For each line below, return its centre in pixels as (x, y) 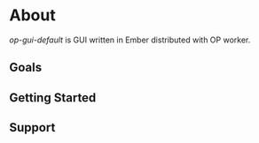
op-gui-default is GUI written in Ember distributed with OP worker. (130, 40)
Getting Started (53, 98)
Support (32, 128)
